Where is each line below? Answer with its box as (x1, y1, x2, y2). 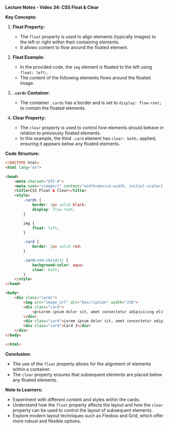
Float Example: (12, 54, 45, 60)
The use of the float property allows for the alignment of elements (12, 361, 151, 367)
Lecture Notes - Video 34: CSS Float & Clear (5, 5, 99, 10)
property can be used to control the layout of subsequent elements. (12, 407, 153, 413)
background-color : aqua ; (32, 262, 84, 267)
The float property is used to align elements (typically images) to (20, 34, 156, 39)
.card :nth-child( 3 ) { (23, 258, 69, 263)
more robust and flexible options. (12, 418, 81, 424)
